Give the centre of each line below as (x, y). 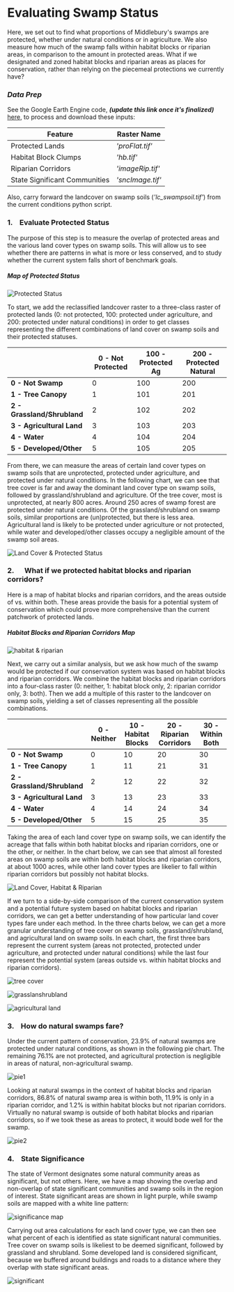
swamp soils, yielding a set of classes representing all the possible (103, 700)
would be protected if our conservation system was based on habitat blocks (116, 671)
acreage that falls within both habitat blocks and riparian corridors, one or (113, 844)
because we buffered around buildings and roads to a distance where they (114, 1260)
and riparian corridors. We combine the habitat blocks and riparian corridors (117, 678)
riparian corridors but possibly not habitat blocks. (78, 874)
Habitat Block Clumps (46, 157)
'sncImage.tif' (139, 180)
